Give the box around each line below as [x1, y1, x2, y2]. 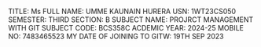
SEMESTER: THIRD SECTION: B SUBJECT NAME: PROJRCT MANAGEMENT [8, 15, 254, 24]
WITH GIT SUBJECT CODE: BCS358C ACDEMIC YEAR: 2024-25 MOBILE [8, 23, 244, 32]
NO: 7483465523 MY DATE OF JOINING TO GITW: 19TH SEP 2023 [8, 31, 224, 41]
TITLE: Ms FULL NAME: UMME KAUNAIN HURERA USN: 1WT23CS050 [8, 7, 237, 16]
